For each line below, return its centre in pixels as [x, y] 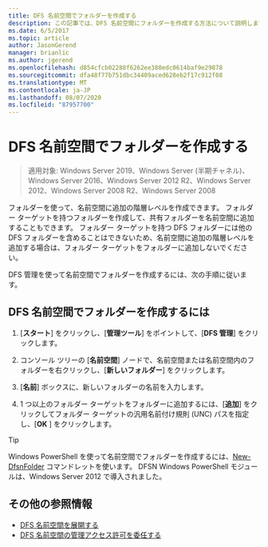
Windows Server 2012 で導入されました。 [98, 476]
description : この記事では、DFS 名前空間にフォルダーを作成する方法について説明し [130, 23]
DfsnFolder [27, 466]
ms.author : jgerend [41, 61]
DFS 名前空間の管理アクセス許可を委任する [91, 535]
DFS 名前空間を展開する [59, 525]
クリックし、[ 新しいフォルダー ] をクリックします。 [146, 369]
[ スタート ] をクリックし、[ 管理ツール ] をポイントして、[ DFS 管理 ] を [132, 333]
